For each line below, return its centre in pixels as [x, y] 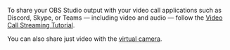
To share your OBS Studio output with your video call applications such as [114, 10]
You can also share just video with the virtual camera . [85, 39]
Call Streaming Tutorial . [41, 25]
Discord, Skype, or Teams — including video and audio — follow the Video [115, 18]
